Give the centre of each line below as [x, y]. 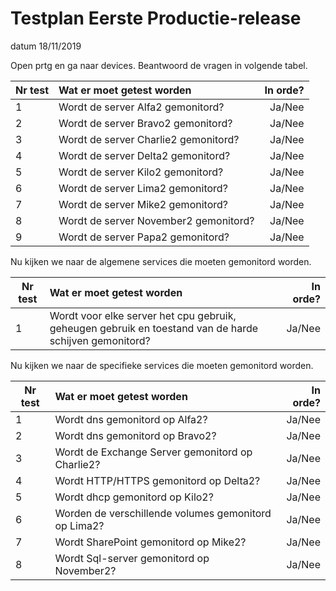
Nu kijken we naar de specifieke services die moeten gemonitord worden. [162, 365]
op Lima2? [79, 525]
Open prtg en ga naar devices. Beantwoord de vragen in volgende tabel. [159, 65]
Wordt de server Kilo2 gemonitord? [141, 172]
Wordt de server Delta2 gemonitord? [144, 155]
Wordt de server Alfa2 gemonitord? [141, 107]
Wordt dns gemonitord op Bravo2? [135, 435]
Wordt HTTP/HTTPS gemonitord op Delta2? [157, 480]
